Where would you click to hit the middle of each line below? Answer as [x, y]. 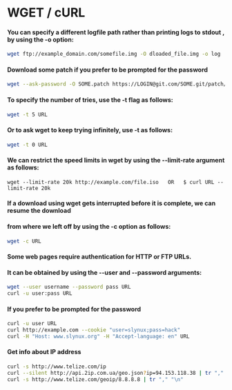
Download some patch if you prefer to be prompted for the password [108, 70]
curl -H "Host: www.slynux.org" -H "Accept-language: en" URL [98, 336]
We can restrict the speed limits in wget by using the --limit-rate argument [116, 161]
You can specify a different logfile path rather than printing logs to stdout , [116, 32]
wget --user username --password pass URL [69, 287]
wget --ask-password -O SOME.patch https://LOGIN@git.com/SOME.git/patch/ [117, 84]
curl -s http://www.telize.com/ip [57, 367]
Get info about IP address [44, 352]
